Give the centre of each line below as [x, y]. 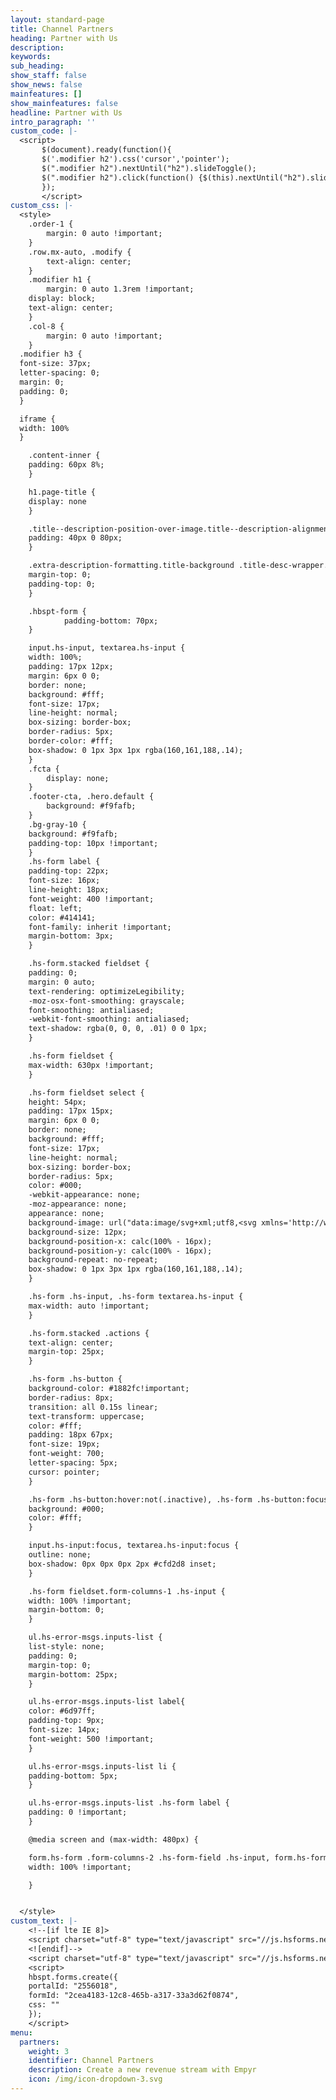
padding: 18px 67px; [71, 1435]
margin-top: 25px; [66, 1352]
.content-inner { [64, 456]
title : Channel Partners [62, 29]
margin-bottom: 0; [66, 1610]
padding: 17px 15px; [71, 1111]
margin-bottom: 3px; [71, 936]
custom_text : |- [44, 1921]
